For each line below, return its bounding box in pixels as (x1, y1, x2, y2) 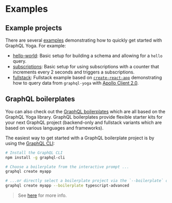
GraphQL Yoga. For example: (5, 43, 67, 49)
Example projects (5, 24, 62, 32)
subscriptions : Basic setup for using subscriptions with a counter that (12, 64, 160, 69)
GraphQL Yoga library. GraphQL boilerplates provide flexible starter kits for (5, 114, 163, 120)
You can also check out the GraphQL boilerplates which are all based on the (5, 108, 165, 115)
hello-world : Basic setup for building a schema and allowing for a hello (12, 52, 163, 59)
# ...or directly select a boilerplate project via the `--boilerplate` (5, 178, 164, 183)
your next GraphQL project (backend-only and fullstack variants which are (5, 119, 162, 125)
